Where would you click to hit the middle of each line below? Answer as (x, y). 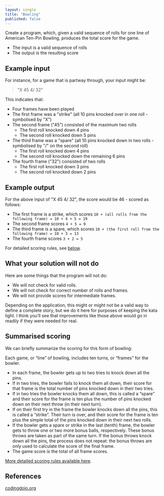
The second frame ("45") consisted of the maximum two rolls (74, 125)
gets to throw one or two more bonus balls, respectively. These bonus (83, 430)
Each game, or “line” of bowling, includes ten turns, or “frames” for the (77, 358)
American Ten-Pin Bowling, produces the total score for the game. (72, 38)
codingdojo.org (21, 488)
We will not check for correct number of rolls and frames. (70, 290)
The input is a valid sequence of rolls (49, 48)
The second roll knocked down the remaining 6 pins (72, 156)
